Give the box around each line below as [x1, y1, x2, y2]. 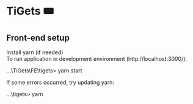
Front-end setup [6, 32, 70, 43]
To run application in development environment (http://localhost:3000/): [6, 55, 188, 62]
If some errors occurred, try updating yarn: [6, 79, 114, 86]
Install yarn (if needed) [6, 49, 64, 56]
